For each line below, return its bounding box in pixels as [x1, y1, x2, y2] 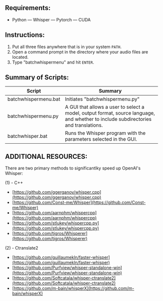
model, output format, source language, [65, 110, 155, 117]
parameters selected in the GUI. [65, 136, 137, 143]
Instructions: [5, 31, 45, 39]
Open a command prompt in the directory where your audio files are [12, 49, 148, 55]
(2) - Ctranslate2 [5, 245, 39, 251]
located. [12, 54, 29, 60]
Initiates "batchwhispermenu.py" [65, 96, 140, 102]
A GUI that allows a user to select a [65, 104, 145, 111]
